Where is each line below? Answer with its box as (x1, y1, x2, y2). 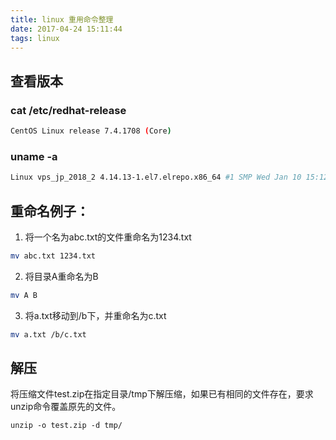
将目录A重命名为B (24, 270, 99, 282)
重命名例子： (10, 202, 90, 220)
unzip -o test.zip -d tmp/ (10, 421, 123, 431)
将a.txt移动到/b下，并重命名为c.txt (24, 309, 167, 321)
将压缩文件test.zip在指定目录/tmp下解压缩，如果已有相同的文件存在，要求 (10, 388, 314, 400)
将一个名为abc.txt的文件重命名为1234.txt (24, 231, 192, 243)
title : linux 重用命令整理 (10, 14, 114, 25)
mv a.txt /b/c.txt (10, 329, 87, 340)
